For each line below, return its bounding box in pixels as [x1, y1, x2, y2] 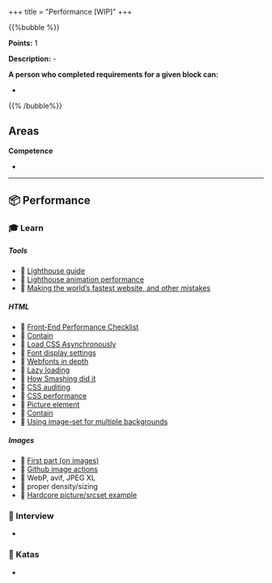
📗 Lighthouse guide [19, 266, 86, 276]
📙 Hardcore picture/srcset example [19, 490, 138, 500]
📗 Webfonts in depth [19, 356, 89, 367]
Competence [8, 146, 53, 155]
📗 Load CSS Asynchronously [19, 339, 117, 349]
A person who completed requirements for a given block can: [8, 70, 219, 79]
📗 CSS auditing [19, 382, 70, 392]
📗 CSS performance [19, 391, 87, 401]
